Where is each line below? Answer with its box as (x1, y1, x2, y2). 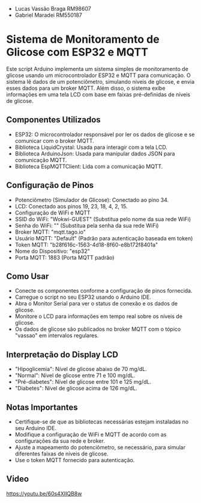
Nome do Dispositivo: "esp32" (14, 247, 90, 255)
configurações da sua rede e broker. (14, 437, 105, 445)
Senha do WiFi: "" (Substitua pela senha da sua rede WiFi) (14, 222, 159, 229)
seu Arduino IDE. (14, 425, 57, 431)
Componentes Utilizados (6, 114, 101, 125)
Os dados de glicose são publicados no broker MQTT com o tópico (14, 325, 181, 333)
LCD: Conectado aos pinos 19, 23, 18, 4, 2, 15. (14, 202, 128, 210)
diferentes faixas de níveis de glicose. (14, 450, 109, 457)
